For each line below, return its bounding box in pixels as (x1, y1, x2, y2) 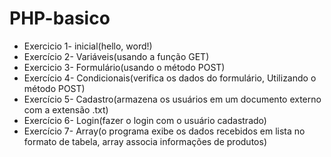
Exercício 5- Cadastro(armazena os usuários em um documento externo (23, 93, 322, 105)
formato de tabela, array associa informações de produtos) (23, 135, 267, 147)
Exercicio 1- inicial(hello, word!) (23, 40, 153, 52)
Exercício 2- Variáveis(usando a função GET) (23, 50, 210, 62)
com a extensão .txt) (23, 103, 109, 116)
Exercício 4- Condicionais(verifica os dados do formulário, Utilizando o (23, 72, 317, 84)
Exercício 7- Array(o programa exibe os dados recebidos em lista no (23, 125, 306, 137)
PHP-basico (9, 7, 111, 30)
